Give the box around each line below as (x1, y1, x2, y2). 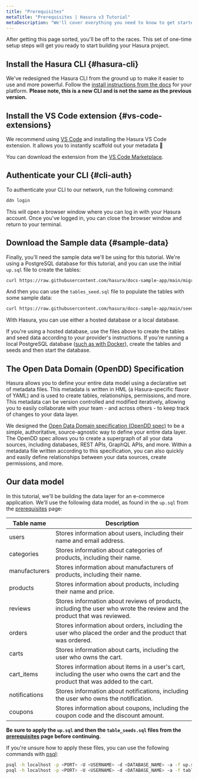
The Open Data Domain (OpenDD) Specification (6, 364, 184, 374)
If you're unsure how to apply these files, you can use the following (6, 744, 169, 751)
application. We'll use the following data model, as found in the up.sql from (6, 499, 189, 506)
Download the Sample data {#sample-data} (6, 238, 169, 248)
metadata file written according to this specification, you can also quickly (6, 447, 184, 454)
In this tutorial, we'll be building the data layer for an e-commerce (6, 492, 165, 499)
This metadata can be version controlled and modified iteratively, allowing (6, 398, 186, 405)
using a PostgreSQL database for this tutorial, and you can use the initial (6, 260, 181, 267)
